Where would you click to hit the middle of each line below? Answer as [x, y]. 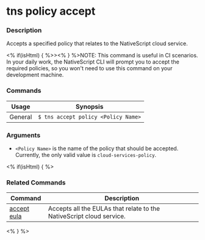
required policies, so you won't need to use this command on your [89, 68]
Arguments [23, 135]
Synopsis [89, 106]
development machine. [35, 75]
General [21, 117]
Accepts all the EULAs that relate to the [104, 209]
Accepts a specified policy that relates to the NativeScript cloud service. [97, 43]
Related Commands [36, 183]
